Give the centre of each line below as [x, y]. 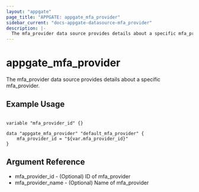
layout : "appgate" [29, 12]
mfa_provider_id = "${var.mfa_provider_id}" [73, 139]
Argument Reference [46, 162]
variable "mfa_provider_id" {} [45, 123]
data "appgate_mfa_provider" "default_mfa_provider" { [75, 133]
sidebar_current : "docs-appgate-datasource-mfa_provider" [79, 23]
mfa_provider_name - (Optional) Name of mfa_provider [82, 183]
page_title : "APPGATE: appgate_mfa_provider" [63, 17]
